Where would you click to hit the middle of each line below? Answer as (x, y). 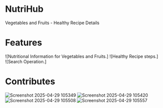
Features (24, 43)
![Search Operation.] (26, 61)
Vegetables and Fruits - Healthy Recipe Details (52, 23)
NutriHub (24, 9)
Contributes (30, 82)
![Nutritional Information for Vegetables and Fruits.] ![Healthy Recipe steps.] (82, 56)
